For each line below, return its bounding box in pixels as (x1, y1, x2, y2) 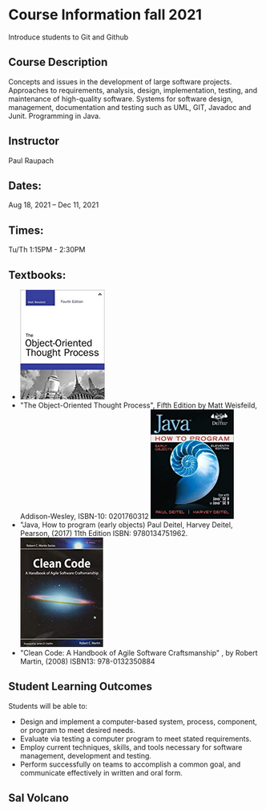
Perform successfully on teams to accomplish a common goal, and (19, 759, 241, 769)
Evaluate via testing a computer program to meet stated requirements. (19, 734, 252, 743)
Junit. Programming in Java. (8, 111, 102, 121)
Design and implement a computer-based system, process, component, (19, 717, 258, 726)
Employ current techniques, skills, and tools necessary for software (19, 742, 243, 752)
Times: (8, 223, 44, 237)
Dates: (8, 178, 42, 192)
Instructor (8, 134, 60, 148)
